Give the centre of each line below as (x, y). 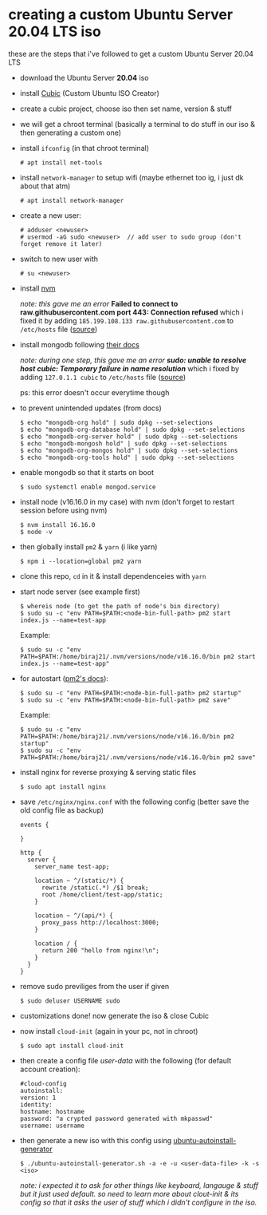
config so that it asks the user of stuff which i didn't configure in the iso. (138, 1202)
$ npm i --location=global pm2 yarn (80, 561)
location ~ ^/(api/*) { (74, 916)
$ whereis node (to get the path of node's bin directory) (120, 606)
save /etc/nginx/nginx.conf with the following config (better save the (134, 801)
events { (34, 825)
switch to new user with (59, 259)
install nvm (37, 288)
